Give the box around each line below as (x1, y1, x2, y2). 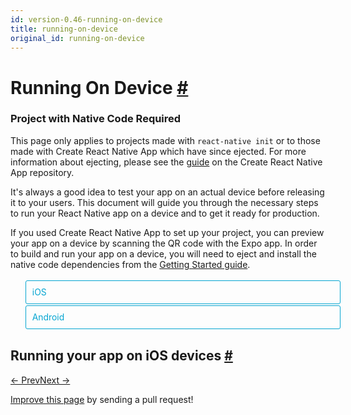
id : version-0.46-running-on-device (10, 14, 163, 25)
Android (31, 311, 65, 323)
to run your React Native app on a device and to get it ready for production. (10, 207, 320, 219)
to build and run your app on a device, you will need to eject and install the (10, 247, 317, 260)
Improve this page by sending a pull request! (10, 393, 194, 405)
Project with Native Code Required (10, 112, 182, 126)
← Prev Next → (10, 374, 71, 386)
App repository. (10, 166, 75, 178)
